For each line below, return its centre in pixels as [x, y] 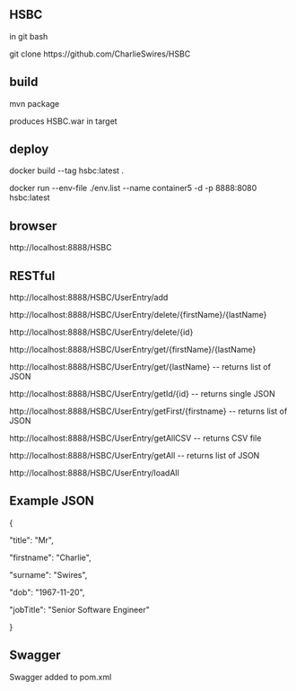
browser [33, 226]
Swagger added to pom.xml [61, 677]
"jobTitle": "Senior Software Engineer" [79, 609]
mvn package [35, 103]
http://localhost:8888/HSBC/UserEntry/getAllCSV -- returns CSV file [135, 438]
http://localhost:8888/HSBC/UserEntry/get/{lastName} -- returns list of [140, 367]
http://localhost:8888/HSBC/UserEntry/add [89, 297]
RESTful [32, 276]
